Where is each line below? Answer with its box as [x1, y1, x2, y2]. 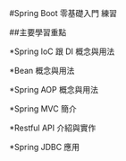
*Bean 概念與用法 [9, 66, 75, 76]
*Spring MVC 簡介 [9, 103, 78, 114]
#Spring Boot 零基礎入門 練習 [9, 8, 118, 18]
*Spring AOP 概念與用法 [9, 85, 98, 94]
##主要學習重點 [9, 27, 67, 38]
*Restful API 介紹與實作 [9, 122, 97, 133]
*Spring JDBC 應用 [9, 142, 80, 152]
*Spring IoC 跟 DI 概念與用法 [9, 46, 115, 57]
